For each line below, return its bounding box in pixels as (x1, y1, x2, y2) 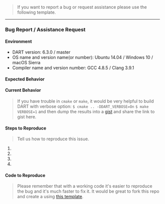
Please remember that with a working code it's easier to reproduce (17, 183, 153, 189)
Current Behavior (5, 87, 41, 93)
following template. (17, 9, 56, 15)
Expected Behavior (5, 76, 45, 82)
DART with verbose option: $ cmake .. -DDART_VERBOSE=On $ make (17, 103, 149, 109)
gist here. (17, 114, 37, 120)
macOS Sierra (12, 60, 41, 66)
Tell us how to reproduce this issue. (17, 136, 89, 142)
